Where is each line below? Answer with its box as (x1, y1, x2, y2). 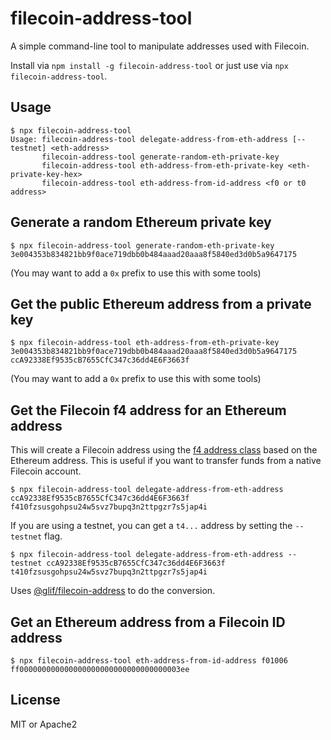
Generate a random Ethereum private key (10, 214, 272, 231)
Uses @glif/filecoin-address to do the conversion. (10, 585, 216, 597)
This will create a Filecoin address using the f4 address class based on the (10, 444, 318, 456)
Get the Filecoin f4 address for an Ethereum (10, 402, 287, 419)
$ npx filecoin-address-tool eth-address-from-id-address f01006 (10, 656, 288, 666)
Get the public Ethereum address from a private (10, 295, 312, 312)
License (10, 692, 61, 709)
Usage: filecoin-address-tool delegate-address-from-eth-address (10, 134, 288, 144)
